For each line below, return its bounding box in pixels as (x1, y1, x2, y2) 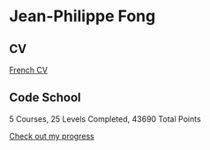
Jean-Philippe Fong (9, 6, 156, 26)
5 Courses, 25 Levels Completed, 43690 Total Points (9, 113, 201, 124)
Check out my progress (9, 131, 94, 141)
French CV (9, 64, 49, 75)
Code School (9, 90, 81, 105)
